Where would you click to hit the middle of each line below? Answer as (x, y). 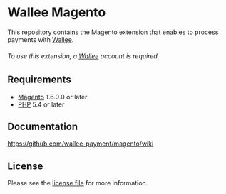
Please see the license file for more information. (78, 183)
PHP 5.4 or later (41, 104)
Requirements (39, 80)
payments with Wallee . (41, 39)
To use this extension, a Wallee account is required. (83, 56)
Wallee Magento (57, 12)
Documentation (43, 126)
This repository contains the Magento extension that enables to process (113, 32)
